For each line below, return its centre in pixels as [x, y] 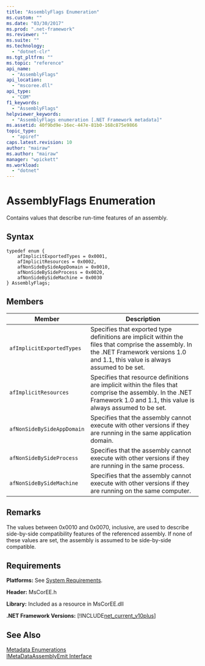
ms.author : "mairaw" [33, 154]
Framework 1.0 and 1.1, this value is [143, 400]
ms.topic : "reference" [35, 63]
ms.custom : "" [24, 18]
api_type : [19, 91]
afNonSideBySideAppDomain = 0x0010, [64, 267]
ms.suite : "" [23, 40]
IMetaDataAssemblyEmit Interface [49, 656]
